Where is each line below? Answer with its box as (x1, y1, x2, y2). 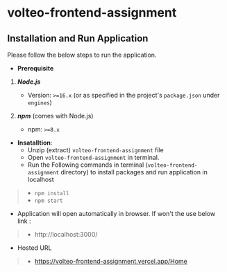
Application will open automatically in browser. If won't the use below (17, 210, 216, 217)
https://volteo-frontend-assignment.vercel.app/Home (34, 257, 187, 265)
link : (17, 217, 31, 225)
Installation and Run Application (7, 33, 149, 44)
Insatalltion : (17, 138, 53, 147)
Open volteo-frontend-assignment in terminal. (27, 154, 160, 161)
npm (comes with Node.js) (17, 112, 94, 120)
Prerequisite (17, 64, 54, 72)
